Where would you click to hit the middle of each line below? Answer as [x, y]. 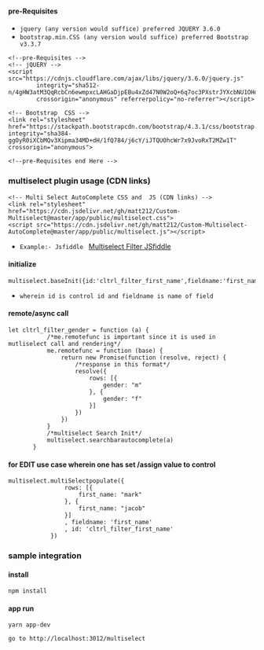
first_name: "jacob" [112, 509]
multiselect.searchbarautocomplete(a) [110, 440]
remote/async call [38, 314]
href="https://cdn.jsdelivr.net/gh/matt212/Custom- [94, 211]
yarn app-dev [29, 625]
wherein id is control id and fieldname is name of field [116, 296]
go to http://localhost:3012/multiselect [77, 639]
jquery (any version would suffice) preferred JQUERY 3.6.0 [120, 29]
